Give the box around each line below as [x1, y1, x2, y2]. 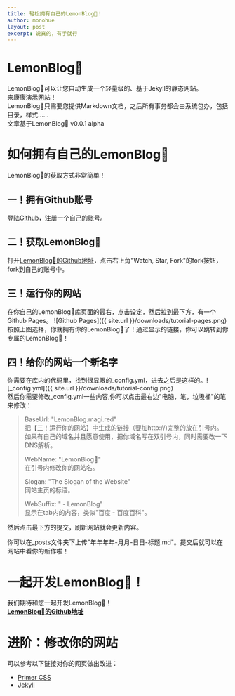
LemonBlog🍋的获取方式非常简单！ [7, 171, 106, 180]
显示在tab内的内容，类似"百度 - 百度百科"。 [24, 508, 151, 517]
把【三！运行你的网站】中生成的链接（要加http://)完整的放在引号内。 [24, 423, 223, 432]
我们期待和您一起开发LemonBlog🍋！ [7, 598, 112, 608]
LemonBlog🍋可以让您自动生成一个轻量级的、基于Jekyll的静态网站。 [7, 84, 203, 93]
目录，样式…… [7, 110, 49, 119]
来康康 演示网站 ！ [7, 93, 57, 102]
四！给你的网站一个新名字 [7, 356, 118, 368]
